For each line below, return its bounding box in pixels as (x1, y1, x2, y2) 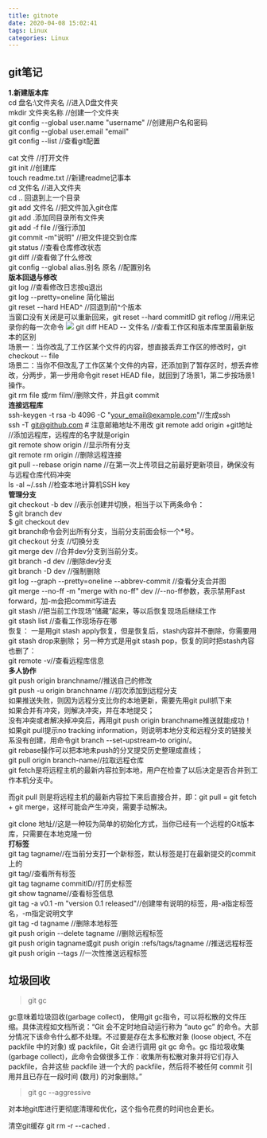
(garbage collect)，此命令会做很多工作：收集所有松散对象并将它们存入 (8, 1051, 239, 1061)
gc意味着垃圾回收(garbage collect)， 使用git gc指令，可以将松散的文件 (8, 1011, 240, 1021)
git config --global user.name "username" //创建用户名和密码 (8, 118, 208, 127)
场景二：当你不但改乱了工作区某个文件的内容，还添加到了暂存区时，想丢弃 (8, 360, 252, 370)
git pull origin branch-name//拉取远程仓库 (8, 755, 145, 765)
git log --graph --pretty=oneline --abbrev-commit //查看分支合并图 (8, 576, 226, 586)
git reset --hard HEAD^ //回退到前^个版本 (8, 302, 142, 312)
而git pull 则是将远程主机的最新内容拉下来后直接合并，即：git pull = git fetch (8, 793, 257, 802)
